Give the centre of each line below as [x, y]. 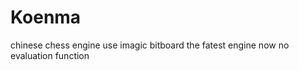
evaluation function [50, 55]
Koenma [46, 17]
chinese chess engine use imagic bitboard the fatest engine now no [150, 45]
